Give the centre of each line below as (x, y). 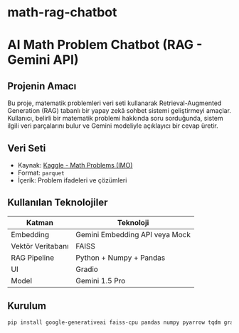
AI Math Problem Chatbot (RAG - (105, 45)
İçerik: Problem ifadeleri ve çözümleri (72, 180)
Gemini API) (43, 60)
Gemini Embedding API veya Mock (133, 234)
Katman (39, 222)
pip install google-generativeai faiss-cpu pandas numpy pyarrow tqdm (114, 322)
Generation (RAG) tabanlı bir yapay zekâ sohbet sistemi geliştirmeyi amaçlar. (119, 111)
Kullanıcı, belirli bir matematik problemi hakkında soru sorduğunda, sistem (116, 119)
